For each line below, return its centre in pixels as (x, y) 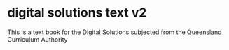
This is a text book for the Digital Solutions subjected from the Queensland (114, 32)
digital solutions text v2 (77, 13)
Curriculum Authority (37, 39)
